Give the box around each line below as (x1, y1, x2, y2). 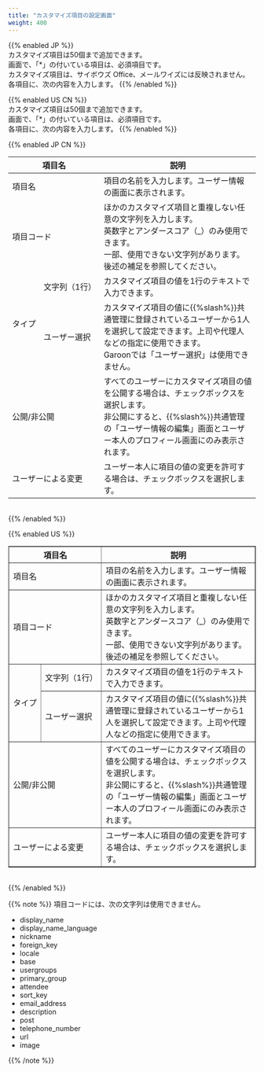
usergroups (19, 965, 57, 974)
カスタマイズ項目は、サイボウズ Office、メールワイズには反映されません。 (8, 69, 250, 79)
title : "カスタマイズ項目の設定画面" (8, 11, 116, 20)
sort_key (19, 990, 48, 1000)
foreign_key (19, 940, 58, 949)
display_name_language (19, 923, 97, 933)
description (19, 1007, 57, 1016)
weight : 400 (8, 19, 47, 27)
